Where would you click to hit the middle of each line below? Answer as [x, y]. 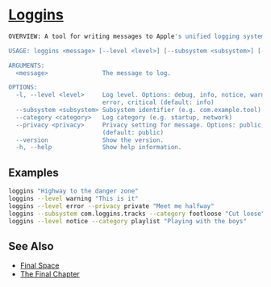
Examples [33, 172]
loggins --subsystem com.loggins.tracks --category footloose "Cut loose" [137, 214]
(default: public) [133, 132]
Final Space [40, 266]
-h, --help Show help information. [99, 148]
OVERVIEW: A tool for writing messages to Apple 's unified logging [124, 36]
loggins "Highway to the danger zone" [73, 191]
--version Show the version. [90, 140]
